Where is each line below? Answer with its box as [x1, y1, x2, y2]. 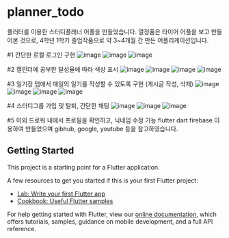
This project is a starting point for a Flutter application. [7, 163, 160, 171]
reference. [7, 224, 36, 233]
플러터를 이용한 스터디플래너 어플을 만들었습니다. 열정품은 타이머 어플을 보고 [7, 27, 210, 36]
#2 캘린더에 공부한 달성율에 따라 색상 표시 [7, 65, 118, 73]
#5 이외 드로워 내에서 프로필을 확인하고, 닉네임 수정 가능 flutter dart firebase [7, 116, 213, 124]
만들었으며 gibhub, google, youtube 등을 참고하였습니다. [25, 124, 178, 133]
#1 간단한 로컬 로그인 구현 [7, 51, 76, 59]
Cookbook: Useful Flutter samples [16, 196, 113, 205]
